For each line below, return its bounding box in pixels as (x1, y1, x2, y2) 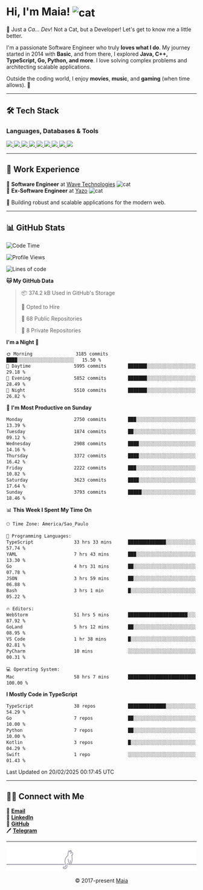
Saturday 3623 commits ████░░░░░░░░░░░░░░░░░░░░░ (6, 477, 196, 483)
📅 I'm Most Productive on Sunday (6, 403, 92, 411)
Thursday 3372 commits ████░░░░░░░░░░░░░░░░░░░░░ (6, 453, 196, 459)
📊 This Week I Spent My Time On (6, 506, 92, 513)
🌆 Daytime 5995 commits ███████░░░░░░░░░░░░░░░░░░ (6, 363, 196, 369)
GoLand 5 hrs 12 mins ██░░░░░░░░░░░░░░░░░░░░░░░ (6, 623, 196, 630)
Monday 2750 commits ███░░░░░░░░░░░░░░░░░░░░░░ (6, 416, 196, 422)
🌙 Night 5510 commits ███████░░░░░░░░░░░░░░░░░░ (6, 387, 196, 393)
